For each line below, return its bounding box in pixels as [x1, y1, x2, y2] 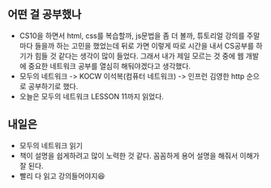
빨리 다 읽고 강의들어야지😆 [19, 171, 105, 181]
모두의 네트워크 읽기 [19, 140, 83, 150]
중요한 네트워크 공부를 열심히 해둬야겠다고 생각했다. [28, 61, 191, 70]
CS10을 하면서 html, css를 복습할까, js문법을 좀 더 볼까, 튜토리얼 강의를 [19, 31, 245, 41]
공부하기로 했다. [28, 81, 79, 91]
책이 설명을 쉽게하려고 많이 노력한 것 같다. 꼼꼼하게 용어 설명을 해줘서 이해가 [19, 151, 260, 160]
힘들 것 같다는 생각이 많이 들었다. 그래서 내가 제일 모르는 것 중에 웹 [34, 51, 244, 61]
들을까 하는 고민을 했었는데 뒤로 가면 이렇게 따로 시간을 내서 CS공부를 [34, 41, 255, 50]
